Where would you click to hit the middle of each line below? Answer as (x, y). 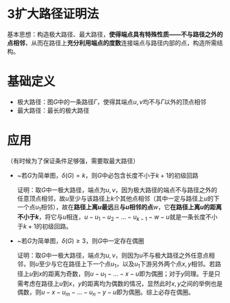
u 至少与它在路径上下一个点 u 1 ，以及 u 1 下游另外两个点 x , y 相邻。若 (125, 265)
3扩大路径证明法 (53, 14)
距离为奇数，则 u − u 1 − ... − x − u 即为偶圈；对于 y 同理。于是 (131, 274)
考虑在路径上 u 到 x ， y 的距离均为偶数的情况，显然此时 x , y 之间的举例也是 (123, 284)
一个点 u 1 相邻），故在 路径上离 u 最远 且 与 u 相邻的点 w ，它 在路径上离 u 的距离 (119, 208)
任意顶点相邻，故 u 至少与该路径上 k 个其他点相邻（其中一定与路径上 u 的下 (118, 198)
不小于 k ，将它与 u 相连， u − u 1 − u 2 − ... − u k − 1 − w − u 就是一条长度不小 (117, 218)
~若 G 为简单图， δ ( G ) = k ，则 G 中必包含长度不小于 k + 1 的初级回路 (107, 175)
